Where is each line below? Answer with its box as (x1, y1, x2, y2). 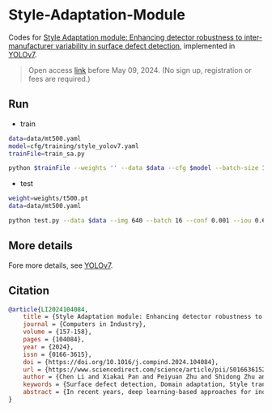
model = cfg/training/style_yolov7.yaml (8, 142, 139, 150)
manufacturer (8, 40, 54, 50)
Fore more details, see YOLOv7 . (8, 261, 113, 270)
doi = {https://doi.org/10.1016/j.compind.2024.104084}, (23, 358, 219, 366)
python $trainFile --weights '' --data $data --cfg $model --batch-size (8, 164, 259, 172)
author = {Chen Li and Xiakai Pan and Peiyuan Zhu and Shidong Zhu (23, 373, 255, 381)
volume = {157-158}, (23, 328, 92, 337)
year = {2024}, (23, 342, 74, 351)
